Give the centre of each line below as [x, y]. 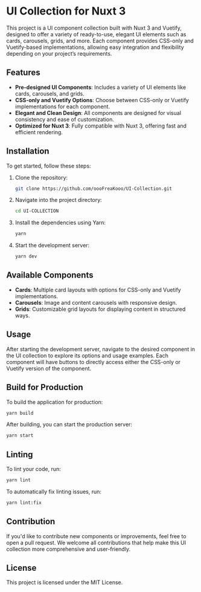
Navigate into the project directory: [59, 200]
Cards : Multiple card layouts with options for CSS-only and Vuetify [98, 290]
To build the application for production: [55, 402]
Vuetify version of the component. [49, 368]
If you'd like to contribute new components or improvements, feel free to [96, 536]
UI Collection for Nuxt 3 [66, 11]
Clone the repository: [41, 177]
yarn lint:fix [24, 503]
